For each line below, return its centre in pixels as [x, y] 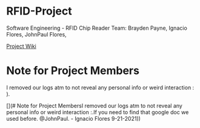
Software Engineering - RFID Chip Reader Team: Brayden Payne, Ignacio [97, 28]
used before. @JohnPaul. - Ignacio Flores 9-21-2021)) [74, 118]
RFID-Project [39, 11]
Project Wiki [21, 46]
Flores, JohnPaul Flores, [36, 34]
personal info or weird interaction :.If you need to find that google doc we [98, 112]
